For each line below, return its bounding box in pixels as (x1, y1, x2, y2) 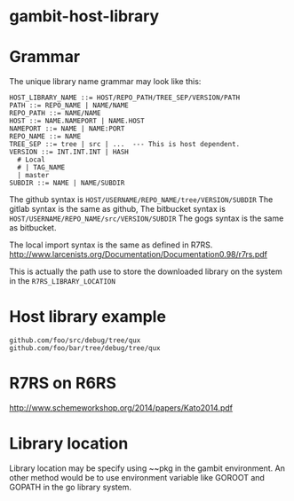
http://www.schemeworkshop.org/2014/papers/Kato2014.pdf (9, 403, 234, 413)
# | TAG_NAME (17, 163, 66, 172)
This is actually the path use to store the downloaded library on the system (9, 266, 282, 277)
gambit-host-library (9, 6, 160, 27)
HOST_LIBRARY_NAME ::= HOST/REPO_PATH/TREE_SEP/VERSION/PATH (9, 93, 241, 103)
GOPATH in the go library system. (9, 481, 131, 492)
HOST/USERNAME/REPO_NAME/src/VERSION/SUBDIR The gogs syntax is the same (9, 213, 284, 223)
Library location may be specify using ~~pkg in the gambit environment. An (9, 463, 286, 474)
